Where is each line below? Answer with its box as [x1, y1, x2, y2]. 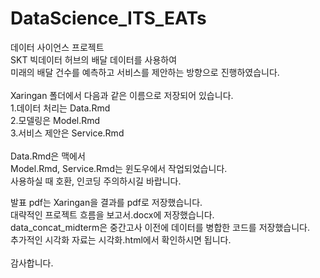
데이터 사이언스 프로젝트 [10, 41, 105, 53]
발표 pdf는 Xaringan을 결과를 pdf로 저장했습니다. [10, 196, 203, 208]
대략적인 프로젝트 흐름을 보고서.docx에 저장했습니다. [10, 208, 215, 221]
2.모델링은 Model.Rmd [10, 114, 101, 126]
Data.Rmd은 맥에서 [10, 150, 86, 162]
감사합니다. [10, 257, 54, 269]
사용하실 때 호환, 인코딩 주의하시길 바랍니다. [10, 175, 182, 187]
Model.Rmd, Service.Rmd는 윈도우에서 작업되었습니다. [10, 162, 228, 174]
